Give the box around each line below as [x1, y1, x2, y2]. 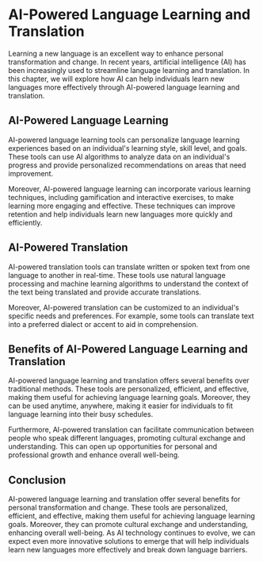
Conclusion [8, 473, 67, 487]
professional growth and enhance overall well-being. [8, 450, 180, 460]
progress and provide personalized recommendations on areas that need [8, 160, 247, 170]
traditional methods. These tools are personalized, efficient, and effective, [8, 384, 250, 394]
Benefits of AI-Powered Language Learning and [8, 342, 248, 356]
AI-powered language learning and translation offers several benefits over [8, 375, 250, 386]
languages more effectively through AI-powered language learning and [8, 82, 240, 92]
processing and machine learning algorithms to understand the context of [8, 279, 249, 288]
